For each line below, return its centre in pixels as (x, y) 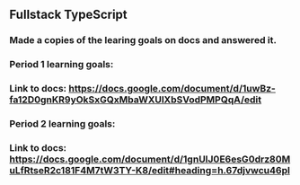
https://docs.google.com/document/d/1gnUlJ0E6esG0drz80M (150, 159)
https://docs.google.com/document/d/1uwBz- (172, 89)
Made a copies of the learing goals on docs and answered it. (143, 40)
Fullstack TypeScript (68, 15)
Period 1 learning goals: (62, 65)
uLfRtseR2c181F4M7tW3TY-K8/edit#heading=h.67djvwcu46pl (150, 170)
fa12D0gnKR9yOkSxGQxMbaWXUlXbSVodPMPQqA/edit (136, 100)
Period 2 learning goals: (62, 124)
